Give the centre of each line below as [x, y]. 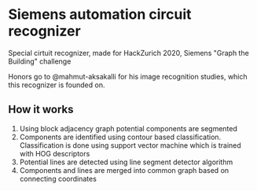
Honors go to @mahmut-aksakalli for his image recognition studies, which [128, 76]
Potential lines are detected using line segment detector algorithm [126, 162]
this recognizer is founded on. [57, 85]
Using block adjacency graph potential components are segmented [128, 128]
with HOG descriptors [55, 153]
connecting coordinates [58, 178]
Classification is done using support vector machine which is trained [130, 145]
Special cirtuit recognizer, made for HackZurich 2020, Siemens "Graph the [128, 53]
